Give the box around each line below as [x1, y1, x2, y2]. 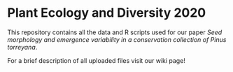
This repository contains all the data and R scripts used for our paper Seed [7, 28, 223, 36]
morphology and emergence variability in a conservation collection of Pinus [7, 35, 227, 43]
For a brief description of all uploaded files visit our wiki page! [7, 56, 185, 64]
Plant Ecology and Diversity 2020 [7, 5, 206, 21]
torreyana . [7, 43, 38, 51]
